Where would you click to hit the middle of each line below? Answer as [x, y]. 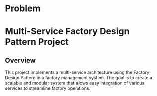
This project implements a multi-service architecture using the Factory [77, 72]
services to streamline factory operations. [48, 88]
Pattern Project [37, 42]
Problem [23, 9]
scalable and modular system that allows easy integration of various [75, 83]
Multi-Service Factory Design [67, 32]
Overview [21, 60]
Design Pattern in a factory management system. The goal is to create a [79, 78]
